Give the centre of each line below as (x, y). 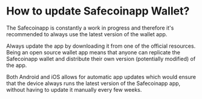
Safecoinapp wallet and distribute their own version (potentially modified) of (101, 59)
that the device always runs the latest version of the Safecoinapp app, (93, 83)
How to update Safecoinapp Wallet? (98, 11)
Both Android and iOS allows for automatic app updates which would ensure (101, 77)
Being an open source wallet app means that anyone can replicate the (93, 52)
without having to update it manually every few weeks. (74, 89)
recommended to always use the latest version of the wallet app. (87, 34)
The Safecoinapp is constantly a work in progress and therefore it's (90, 28)
